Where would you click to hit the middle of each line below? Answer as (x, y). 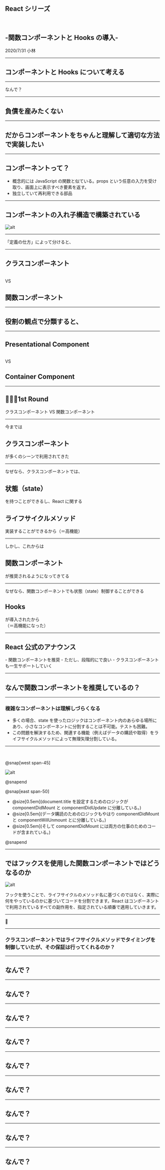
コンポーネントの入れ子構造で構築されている (73, 215)
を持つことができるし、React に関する (44, 502)
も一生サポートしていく (29, 666)
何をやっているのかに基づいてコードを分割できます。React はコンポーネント (82, 901)
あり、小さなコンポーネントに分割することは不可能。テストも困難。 (81, 726)
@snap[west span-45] (28, 762)
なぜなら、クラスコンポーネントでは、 (44, 472)
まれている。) (38, 832)
